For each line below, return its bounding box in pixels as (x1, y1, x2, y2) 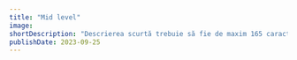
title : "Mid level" (9, 12, 81, 22)
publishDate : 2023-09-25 (9, 37, 101, 47)
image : (9, 21, 34, 30)
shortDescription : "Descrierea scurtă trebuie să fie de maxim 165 (9, 29, 263, 38)
